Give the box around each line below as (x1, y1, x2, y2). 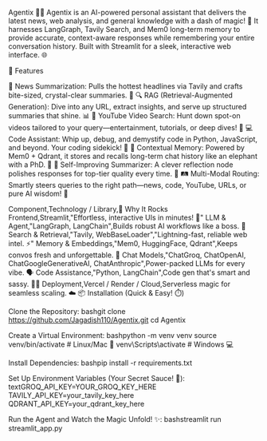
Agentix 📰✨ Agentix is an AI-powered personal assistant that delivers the (8, 8, 247, 17)
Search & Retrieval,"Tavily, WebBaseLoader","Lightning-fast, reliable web (8, 230, 248, 239)
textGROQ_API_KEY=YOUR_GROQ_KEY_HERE (8, 382, 157, 391)
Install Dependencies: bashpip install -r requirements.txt (8, 358, 193, 367)
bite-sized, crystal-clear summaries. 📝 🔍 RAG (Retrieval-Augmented (8, 90, 234, 100)
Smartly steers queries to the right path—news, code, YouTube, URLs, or (8, 181, 247, 189)
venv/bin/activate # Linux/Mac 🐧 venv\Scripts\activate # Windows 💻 (8, 340, 234, 349)
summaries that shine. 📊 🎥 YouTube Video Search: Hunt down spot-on (8, 111, 241, 120)
